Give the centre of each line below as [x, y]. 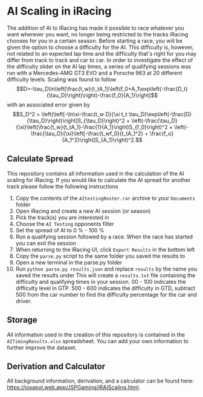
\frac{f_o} [162, 133]
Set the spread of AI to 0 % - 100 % [60, 230]
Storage [22, 320]
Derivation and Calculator [56, 366]
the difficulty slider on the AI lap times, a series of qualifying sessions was [99, 66]
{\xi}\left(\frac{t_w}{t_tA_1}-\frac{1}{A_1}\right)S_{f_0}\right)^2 [92, 127]
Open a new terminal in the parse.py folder [69, 262]
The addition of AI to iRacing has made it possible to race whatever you [95, 28]
